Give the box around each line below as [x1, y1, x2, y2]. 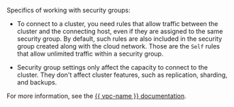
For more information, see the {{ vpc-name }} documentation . [6, 92, 187, 100]
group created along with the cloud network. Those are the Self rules [16, 42, 221, 50]
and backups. [16, 78, 57, 87]
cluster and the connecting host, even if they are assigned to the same [16, 27, 223, 35]
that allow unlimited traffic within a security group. [16, 49, 164, 58]
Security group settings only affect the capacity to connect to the [16, 63, 208, 71]
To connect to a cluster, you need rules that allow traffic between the [16, 20, 218, 27]
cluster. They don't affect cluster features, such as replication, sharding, [16, 70, 228, 79]
